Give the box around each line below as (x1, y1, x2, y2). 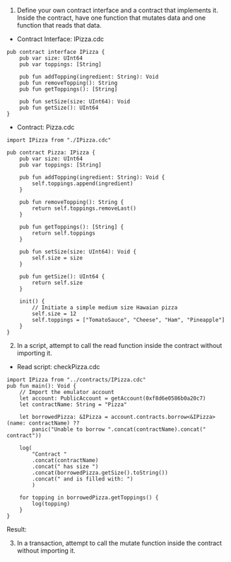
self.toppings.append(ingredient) (32, 180, 134, 187)
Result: (6, 525, 27, 534)
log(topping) (32, 500, 71, 507)
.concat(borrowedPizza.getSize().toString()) (32, 469, 169, 476)
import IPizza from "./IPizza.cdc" (6, 137, 112, 144)
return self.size (32, 279, 83, 286)
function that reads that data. (16, 21, 102, 29)
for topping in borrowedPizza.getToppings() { (19, 494, 159, 501)
